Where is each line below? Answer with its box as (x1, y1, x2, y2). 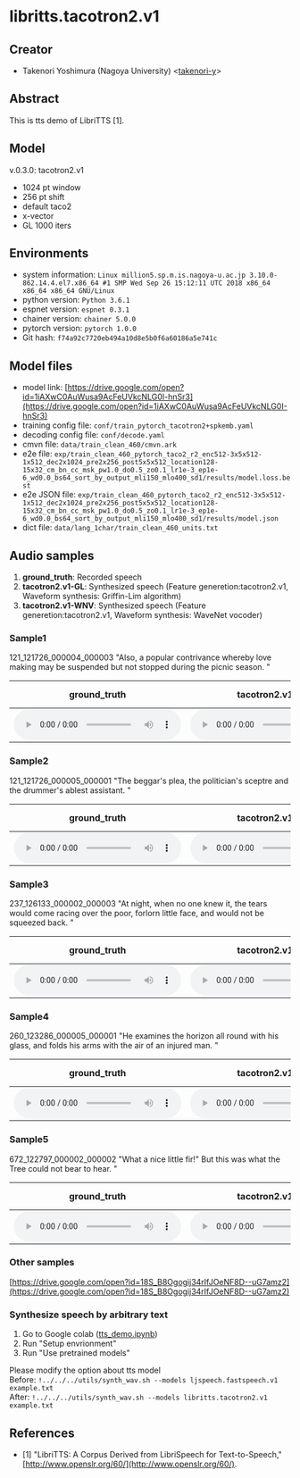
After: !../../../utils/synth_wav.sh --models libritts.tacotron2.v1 (9, 1391, 268, 1403)
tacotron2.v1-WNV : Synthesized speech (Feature (21, 600, 207, 611)
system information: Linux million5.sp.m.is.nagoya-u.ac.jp (21, 270, 246, 280)
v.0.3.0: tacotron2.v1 (9, 164, 85, 175)
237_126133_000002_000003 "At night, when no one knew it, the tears (9, 898, 268, 908)
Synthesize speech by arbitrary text (9, 1308, 169, 1321)
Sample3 (9, 878, 49, 890)
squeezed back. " (9, 917, 74, 928)
